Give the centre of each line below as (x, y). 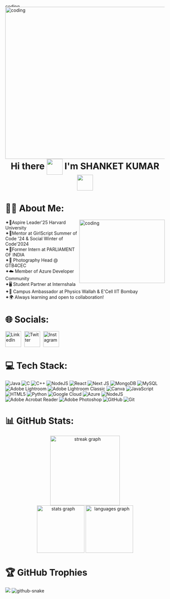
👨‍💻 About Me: (35, 209)
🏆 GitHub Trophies (46, 572)
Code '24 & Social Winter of (34, 238)
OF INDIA (15, 254)
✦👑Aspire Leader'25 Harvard (36, 222)
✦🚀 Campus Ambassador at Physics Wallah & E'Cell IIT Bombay (72, 291)
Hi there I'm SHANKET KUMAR (85, 166)
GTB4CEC (16, 265)
